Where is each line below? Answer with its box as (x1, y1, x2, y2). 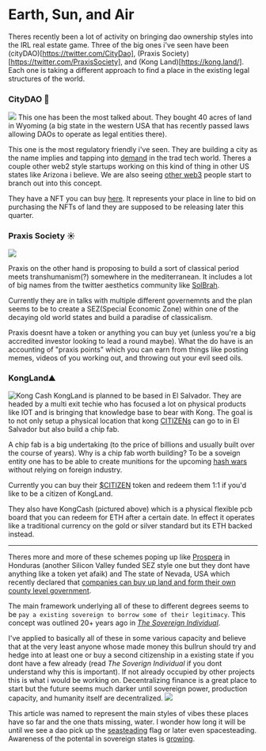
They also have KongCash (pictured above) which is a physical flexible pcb (8, 504, 253, 513)
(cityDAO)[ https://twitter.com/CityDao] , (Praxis (8, 48, 161, 58)
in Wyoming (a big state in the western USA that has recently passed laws (8, 121, 249, 131)
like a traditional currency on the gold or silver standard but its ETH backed (8, 520, 253, 530)
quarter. (8, 211, 34, 220)
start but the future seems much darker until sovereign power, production (8, 684, 248, 693)
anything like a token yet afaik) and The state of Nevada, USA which (8, 569, 230, 578)
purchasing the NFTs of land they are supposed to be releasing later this (8, 202, 244, 212)
